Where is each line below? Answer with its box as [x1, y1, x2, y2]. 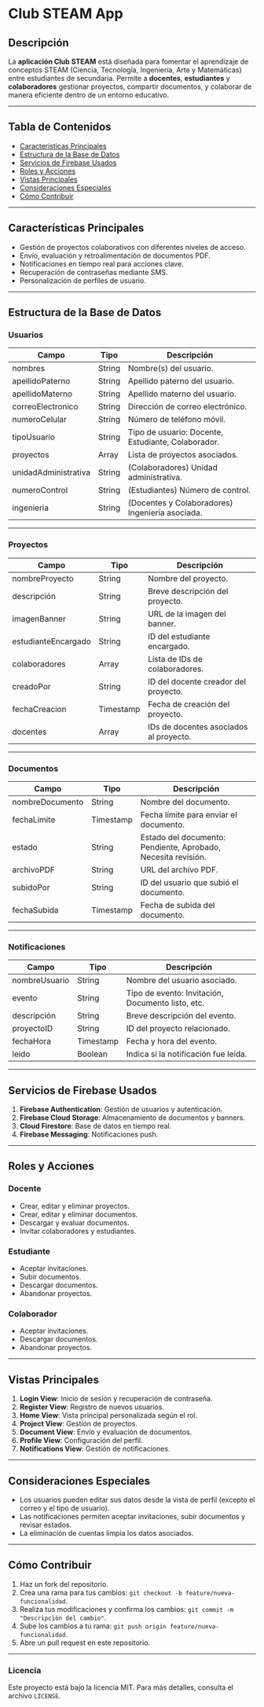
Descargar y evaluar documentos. [19, 1217, 130, 1227]
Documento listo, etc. [126, 997, 205, 1008]
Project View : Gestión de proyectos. [19, 1419, 137, 1429]
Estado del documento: [140, 831, 226, 842]
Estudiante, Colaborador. [127, 437, 220, 448]
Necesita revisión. [140, 851, 207, 862]
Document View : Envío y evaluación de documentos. [19, 1427, 192, 1437]
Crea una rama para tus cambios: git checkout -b [19, 1588, 182, 1597]
